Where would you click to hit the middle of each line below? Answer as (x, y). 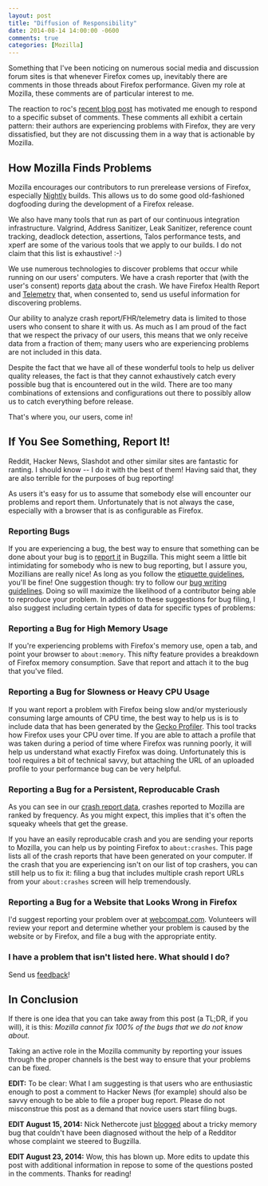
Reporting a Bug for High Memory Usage (89, 628)
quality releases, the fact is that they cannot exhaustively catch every (122, 376)
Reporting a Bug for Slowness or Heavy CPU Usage (109, 692)
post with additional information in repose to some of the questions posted (131, 1165)
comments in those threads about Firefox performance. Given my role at (127, 85)
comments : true (33, 38)
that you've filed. (36, 672)
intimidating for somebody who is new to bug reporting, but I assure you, (128, 565)
